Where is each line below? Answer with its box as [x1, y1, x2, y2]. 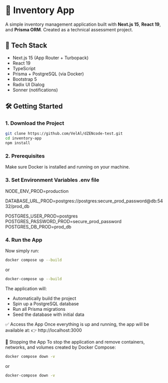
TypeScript [12, 65, 36, 71]
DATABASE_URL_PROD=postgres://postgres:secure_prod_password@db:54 [5, 198, 163, 204]
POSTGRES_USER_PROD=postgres [5, 213, 78, 219]
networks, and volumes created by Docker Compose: [5, 344, 116, 350]
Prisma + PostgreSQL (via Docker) [12, 71, 84, 77]
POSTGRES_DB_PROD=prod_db [5, 224, 72, 230]
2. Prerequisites [5, 152, 45, 159]
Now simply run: [5, 247, 39, 254]
